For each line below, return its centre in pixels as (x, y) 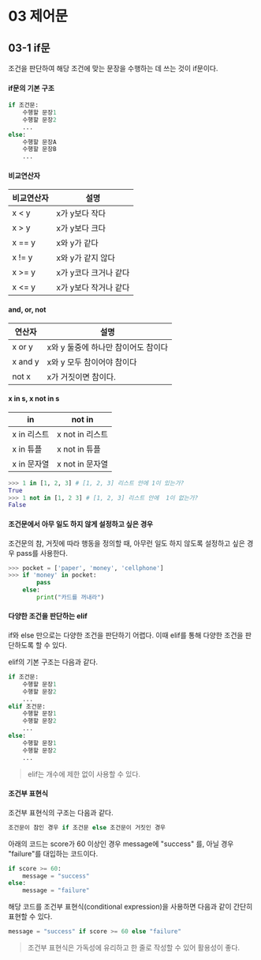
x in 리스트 (31, 434)
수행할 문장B (39, 149)
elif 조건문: (27, 706)
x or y (22, 346)
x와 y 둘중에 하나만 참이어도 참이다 (107, 347)
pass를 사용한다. (42, 553)
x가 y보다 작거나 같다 (93, 288)
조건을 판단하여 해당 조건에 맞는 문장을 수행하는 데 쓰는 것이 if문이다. (113, 68)
